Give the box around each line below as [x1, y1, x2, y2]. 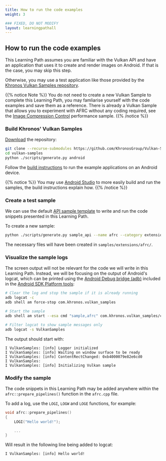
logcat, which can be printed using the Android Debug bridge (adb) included [5, 276, 161, 282]
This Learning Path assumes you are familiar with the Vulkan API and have [5, 57, 157, 63]
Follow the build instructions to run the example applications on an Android [5, 164, 158, 170]
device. [5, 170, 20, 175]
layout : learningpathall [5, 25, 56, 30]
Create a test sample [5, 197, 56, 204]
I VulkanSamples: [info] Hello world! [5, 452, 85, 457]
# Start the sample [5, 309, 45, 314]
